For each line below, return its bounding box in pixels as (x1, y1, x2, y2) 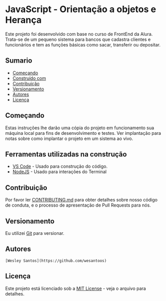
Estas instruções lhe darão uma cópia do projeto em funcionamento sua (5, 125, 154, 131)
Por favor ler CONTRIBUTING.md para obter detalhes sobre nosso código (5, 197, 157, 203)
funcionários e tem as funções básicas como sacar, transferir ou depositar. (5, 41, 161, 47)
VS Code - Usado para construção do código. (12, 163, 108, 170)
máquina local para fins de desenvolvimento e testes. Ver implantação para (5, 130, 161, 136)
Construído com (12, 75, 46, 81)
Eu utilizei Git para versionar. (5, 230, 64, 236)
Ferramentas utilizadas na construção (5, 150, 127, 159)
